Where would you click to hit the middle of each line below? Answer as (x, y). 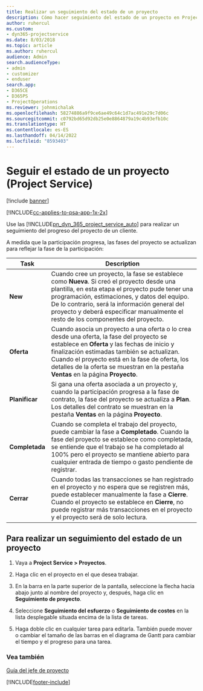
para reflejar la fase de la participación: (55, 248)
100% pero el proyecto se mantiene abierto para (120, 454)
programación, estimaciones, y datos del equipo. (120, 296)
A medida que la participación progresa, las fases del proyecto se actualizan (101, 242)
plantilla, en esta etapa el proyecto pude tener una (122, 289)
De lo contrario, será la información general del (118, 304)
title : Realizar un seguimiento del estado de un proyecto (82, 12)
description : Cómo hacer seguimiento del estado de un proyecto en (93, 18)
